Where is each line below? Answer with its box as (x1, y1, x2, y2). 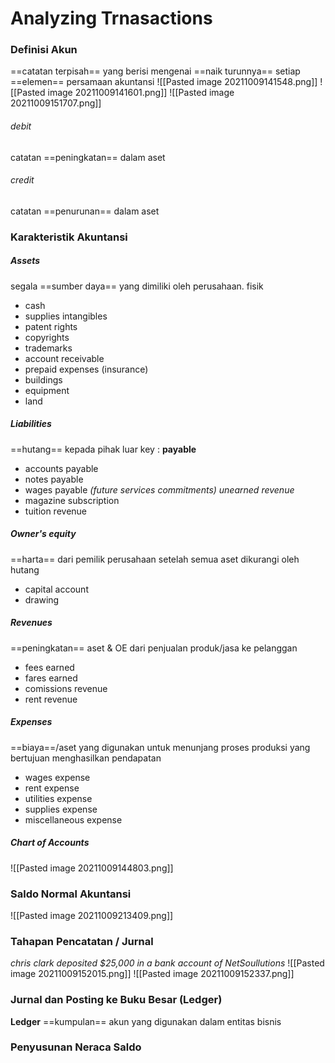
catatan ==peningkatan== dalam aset (10, 151, 166, 163)
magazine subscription (24, 494, 120, 506)
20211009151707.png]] (10, 97, 102, 109)
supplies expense (24, 803, 98, 815)
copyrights (24, 331, 70, 343)
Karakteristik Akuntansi (10, 230, 128, 244)
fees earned (24, 661, 75, 673)
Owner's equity (10, 528, 77, 540)
